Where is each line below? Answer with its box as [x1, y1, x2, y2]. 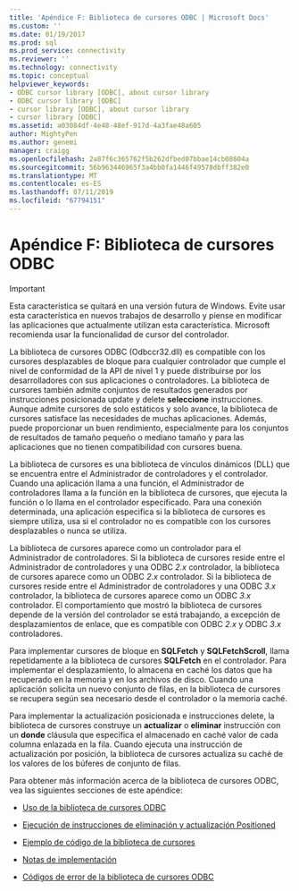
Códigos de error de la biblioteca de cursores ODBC [21, 871, 214, 882]
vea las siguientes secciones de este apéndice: [9, 785, 183, 795]
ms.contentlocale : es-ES [9, 180, 102, 189]
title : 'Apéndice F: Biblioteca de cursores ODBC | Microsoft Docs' [9, 13, 270, 22]
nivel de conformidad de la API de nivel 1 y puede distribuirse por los [9, 365, 262, 376]
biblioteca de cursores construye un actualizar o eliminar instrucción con [9, 719, 281, 730]
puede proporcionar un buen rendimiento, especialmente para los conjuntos [9, 422, 289, 433]
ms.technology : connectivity [9, 64, 118, 72]
